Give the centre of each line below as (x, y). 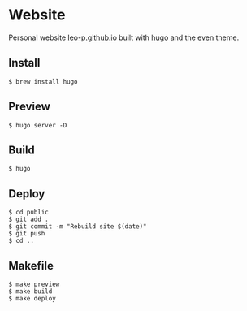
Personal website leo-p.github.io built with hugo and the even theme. (124, 37)
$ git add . (28, 220)
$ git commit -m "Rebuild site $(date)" (78, 227)
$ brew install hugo (43, 82)
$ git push (27, 234)
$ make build (30, 292)
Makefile (31, 266)
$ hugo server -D (38, 125)
